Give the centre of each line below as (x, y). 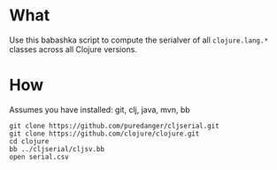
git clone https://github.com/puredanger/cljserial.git (114, 126)
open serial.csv (39, 157)
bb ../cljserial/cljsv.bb (57, 149)
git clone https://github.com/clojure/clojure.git (104, 134)
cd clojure (29, 141)
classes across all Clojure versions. (73, 49)
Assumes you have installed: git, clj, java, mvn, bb (100, 109)
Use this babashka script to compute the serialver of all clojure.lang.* (138, 40)
